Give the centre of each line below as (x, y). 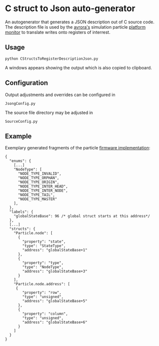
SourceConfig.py (21, 121)
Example (18, 136)
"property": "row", (42, 293)
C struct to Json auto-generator (70, 8)
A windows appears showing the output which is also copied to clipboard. (79, 67)
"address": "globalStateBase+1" (55, 250)
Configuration (27, 83)
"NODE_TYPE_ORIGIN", (38, 182)
